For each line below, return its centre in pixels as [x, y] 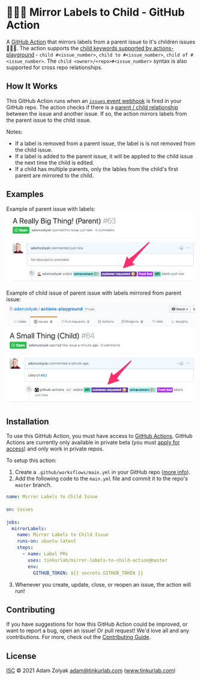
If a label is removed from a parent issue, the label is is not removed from [105, 143]
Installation [28, 421]
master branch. [33, 485]
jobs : [13, 522]
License [21, 656]
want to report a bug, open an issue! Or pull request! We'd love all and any [98, 631]
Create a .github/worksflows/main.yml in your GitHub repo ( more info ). [103, 472]
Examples [25, 194]
